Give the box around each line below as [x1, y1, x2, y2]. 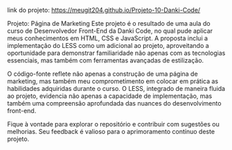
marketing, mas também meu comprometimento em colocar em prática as [7, 77, 219, 85]
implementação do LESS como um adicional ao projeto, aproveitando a [7, 42, 209, 49]
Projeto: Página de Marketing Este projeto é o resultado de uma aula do [7, 19, 211, 27]
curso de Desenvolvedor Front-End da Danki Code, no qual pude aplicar [7, 27, 213, 35]
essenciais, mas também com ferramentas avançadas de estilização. [7, 56, 204, 65]
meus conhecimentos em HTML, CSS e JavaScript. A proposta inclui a [7, 34, 208, 42]
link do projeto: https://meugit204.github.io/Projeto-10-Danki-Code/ [7, 6, 201, 14]
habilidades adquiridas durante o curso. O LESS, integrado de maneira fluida [7, 85, 226, 92]
